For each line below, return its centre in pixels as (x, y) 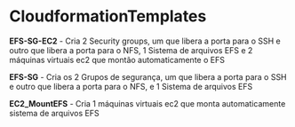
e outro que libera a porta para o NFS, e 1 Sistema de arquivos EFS (131, 86)
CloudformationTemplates (108, 16)
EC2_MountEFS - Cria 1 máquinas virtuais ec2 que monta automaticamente (147, 103)
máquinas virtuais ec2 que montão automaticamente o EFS (117, 60)
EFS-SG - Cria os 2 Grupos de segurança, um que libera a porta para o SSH (148, 76)
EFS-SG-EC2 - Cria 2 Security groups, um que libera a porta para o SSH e (145, 41)
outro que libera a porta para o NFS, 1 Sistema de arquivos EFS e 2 (131, 50)
